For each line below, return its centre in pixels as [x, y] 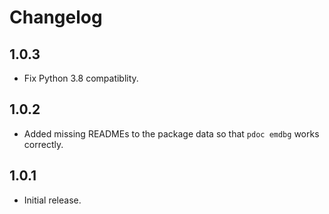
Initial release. [52, 200]
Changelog [56, 17]
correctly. [43, 144]
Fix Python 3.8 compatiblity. [81, 78]
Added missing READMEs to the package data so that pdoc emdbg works [171, 133]
